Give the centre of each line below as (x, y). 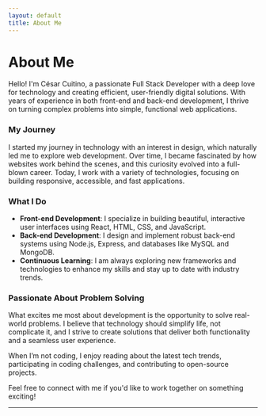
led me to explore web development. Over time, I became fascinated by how (133, 155)
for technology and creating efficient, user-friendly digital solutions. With (127, 93)
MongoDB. (37, 252)
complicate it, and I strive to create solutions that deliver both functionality (129, 332)
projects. (23, 372)
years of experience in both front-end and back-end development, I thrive (129, 101)
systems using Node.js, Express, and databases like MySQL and (124, 244)
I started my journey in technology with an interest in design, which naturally (133, 147)
